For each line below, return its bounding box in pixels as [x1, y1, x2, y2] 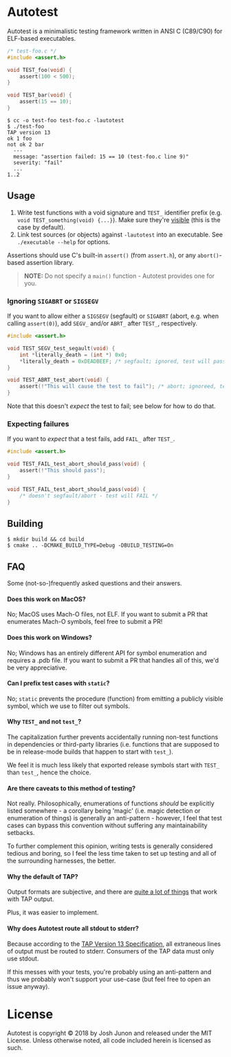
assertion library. [26, 258, 74, 266]
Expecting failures [7, 419, 69, 428]
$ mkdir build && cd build [7, 536, 85, 543]
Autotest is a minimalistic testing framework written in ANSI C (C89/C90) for [7, 27, 223, 35]
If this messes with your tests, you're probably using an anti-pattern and [7, 967, 212, 976]
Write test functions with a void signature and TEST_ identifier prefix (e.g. [16, 208, 222, 217]
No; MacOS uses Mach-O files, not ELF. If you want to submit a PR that [7, 610, 208, 618]
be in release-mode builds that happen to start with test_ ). [7, 747, 174, 756]
